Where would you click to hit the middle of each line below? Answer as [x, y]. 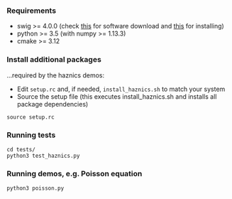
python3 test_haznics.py [43, 156]
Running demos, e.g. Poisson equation [74, 173]
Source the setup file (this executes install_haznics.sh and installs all [117, 96]
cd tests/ [21, 149]
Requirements [32, 11]
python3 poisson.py [35, 188]
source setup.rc [31, 117]
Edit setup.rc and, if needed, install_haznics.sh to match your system [121, 89]
